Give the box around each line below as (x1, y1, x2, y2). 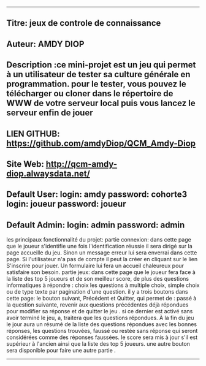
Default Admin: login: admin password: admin (6, 219, 185, 230)
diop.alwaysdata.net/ (6, 168, 90, 178)
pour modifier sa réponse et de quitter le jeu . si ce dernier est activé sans (6, 308, 193, 315)
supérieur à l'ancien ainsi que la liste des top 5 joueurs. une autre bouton (6, 340, 190, 348)
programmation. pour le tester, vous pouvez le (6, 79, 186, 90)
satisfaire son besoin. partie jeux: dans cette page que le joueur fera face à (6, 269, 196, 276)
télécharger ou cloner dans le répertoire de (6, 88, 174, 99)
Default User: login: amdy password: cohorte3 (6, 189, 188, 200)
